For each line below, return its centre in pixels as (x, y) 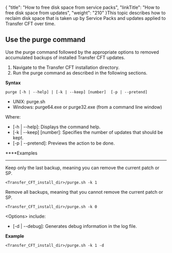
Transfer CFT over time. (30, 24)
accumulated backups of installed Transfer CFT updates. (65, 57)
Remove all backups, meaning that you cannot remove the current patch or (84, 192)
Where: (13, 117)
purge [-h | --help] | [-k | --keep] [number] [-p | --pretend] (76, 92)
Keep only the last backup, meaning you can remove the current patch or (82, 168)
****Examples (21, 153)
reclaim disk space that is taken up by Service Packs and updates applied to (86, 18)
